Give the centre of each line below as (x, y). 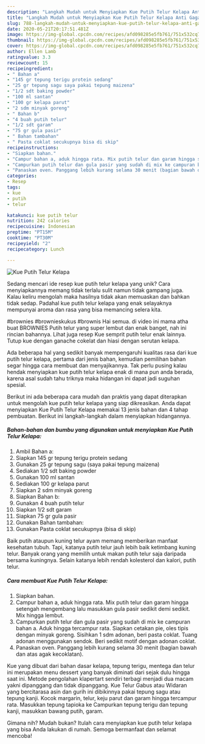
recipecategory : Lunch (36, 249)
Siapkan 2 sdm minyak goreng (54, 490)
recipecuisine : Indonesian (41, 227)
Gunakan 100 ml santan (45, 478)
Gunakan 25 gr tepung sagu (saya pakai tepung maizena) (88, 464)
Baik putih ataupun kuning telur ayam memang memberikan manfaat (92, 541)
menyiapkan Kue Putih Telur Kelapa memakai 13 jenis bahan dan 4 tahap (98, 409)
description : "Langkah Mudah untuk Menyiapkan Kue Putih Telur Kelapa (98, 12)
